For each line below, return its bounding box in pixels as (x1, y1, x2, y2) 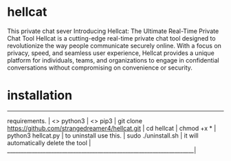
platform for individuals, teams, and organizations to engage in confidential (7, 56, 220, 64)
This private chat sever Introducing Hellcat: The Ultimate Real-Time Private (7, 27, 219, 35)
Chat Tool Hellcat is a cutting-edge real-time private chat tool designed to (7, 34, 216, 42)
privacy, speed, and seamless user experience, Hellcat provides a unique (7, 49, 214, 57)
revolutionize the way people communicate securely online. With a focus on (7, 41, 222, 50)
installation (7, 87, 73, 103)
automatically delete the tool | (7, 138, 91, 147)
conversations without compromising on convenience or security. (7, 63, 192, 72)
